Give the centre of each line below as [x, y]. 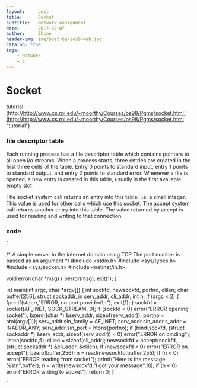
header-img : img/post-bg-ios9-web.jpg [54, 39]
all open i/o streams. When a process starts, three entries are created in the [99, 160]
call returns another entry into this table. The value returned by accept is [95, 209]
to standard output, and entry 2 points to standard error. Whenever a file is [97, 173]
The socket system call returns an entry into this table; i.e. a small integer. [96, 197]
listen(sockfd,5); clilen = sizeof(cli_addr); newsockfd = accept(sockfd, [92, 341]
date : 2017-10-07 [36, 28]
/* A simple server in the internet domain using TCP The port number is [93, 255]
